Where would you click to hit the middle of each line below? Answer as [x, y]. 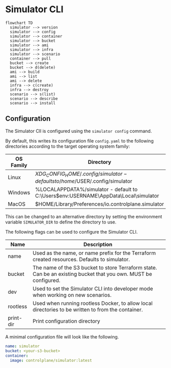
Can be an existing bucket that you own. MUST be [92, 274]
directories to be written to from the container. [88, 309]
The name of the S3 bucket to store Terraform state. [95, 267]
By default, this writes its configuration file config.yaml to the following [79, 140]
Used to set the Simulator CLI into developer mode [93, 289]
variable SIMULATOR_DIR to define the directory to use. [61, 222]
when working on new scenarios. [72, 295]
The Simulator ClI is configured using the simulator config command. [79, 131]
